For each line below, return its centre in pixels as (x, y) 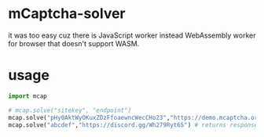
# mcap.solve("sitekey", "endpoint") (70, 110)
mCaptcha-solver (67, 14)
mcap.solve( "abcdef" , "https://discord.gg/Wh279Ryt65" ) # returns (117, 125)
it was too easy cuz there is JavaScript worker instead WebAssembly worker (132, 35)
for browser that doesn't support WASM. (74, 43)
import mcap (27, 96)
